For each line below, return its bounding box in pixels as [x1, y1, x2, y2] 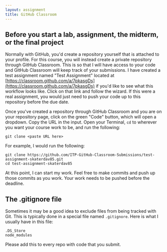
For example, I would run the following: [5, 143, 85, 149]
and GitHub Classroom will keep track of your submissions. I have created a [5, 67, 161, 73]
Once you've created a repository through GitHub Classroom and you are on [5, 109, 162, 115]
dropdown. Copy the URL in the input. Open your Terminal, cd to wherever [5, 119, 157, 125]
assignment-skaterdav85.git [5, 157, 64, 162]
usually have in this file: [5, 219, 53, 225]
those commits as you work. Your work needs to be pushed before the [5, 175, 150, 181]
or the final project [5, 38, 64, 46]
